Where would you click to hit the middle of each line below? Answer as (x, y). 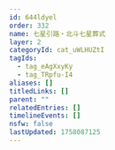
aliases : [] (31, 83)
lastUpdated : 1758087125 (55, 132)
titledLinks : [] (39, 91)
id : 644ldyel (33, 17)
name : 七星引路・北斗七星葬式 (57, 34)
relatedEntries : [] (45, 108)
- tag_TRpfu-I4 (45, 75)
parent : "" (29, 99)
